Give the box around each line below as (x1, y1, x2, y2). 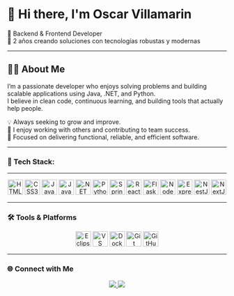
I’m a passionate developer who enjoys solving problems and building (7, 81, 208, 90)
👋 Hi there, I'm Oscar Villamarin (7, 6, 192, 22)
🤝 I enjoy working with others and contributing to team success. (7, 125, 190, 134)
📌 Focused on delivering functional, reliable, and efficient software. (7, 132, 200, 141)
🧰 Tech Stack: (7, 157, 55, 166)
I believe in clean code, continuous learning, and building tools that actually (7, 97, 224, 105)
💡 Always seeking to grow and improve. (7, 118, 121, 126)
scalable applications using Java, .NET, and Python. (7, 89, 156, 98)
